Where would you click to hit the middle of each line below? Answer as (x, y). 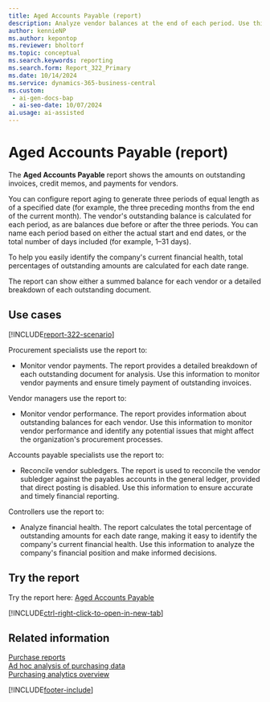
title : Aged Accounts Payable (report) (75, 16)
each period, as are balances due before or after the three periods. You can (133, 224)
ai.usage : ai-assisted (46, 113)
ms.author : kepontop (43, 38)
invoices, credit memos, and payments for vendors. (93, 183)
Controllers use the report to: (56, 512)
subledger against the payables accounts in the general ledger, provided (140, 479)
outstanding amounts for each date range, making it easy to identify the (138, 536)
